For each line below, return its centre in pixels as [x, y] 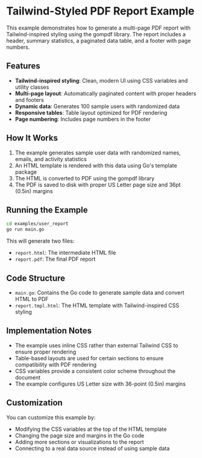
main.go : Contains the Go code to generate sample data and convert [100, 292]
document [28, 377]
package [26, 172]
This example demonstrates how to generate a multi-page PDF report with [99, 28]
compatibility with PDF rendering [56, 364]
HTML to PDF [32, 299]
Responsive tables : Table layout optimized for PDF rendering [91, 112]
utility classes [32, 87]
